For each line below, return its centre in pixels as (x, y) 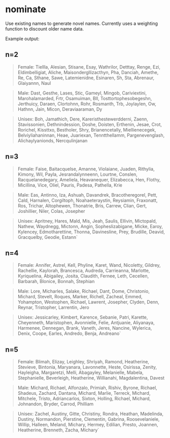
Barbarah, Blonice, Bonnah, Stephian (56, 281)
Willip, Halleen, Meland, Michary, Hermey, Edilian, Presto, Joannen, (88, 425)
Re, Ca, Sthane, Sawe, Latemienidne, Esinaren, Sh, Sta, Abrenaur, (86, 78)
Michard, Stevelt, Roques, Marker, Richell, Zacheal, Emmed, (80, 297)
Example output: (22, 39)
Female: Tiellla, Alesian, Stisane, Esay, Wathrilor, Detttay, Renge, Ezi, (89, 67)
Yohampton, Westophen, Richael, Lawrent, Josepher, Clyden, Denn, (89, 302)
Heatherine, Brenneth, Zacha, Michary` (58, 430)
